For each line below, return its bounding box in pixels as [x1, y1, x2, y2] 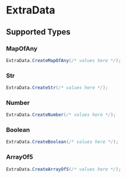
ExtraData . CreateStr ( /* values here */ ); [6, 85, 108, 91]
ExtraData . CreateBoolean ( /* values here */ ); [6, 139, 118, 145]
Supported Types [6, 27, 71, 37]
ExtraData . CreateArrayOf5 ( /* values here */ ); [6, 166, 121, 172]
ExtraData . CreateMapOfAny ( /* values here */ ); [6, 57, 121, 63]
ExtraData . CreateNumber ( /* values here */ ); [6, 112, 116, 118]
